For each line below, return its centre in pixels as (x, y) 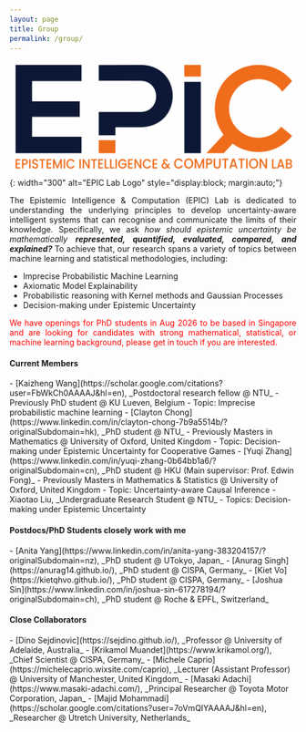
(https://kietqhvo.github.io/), (62, 580)
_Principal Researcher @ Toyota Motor (217, 688)
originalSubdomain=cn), (55, 470)
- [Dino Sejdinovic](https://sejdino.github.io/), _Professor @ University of (146, 640)
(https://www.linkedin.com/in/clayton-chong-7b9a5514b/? (118, 422)
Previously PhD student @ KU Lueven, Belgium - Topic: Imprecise (133, 403)
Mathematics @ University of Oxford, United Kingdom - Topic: (126, 441)
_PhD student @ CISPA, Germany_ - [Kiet (196, 570)
